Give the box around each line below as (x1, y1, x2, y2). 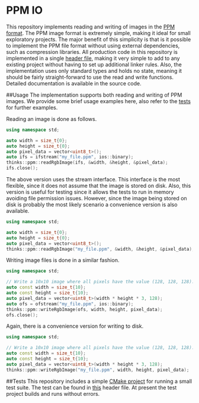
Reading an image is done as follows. (6, 115, 97, 122)
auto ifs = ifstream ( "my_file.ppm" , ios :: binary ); (6, 154, 134, 160)
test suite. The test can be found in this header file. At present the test (6, 383, 177, 391)
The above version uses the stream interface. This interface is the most (6, 176, 181, 183)
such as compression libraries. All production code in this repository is (6, 48, 178, 55)
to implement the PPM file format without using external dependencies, (6, 42, 180, 49)
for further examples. (6, 104, 58, 111)
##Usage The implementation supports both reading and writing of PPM (6, 91, 182, 98)
